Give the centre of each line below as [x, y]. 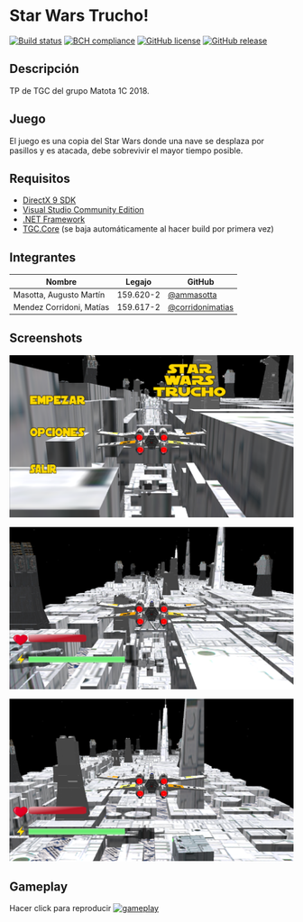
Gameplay [39, 886]
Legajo [138, 281]
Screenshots [46, 338]
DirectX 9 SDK [49, 200]
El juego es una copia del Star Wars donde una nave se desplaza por [137, 141]
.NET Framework [54, 219]
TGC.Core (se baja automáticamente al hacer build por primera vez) [148, 229]
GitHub [201, 281]
